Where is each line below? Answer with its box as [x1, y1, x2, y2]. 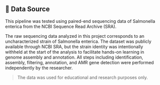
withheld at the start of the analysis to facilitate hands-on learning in [5, 49, 145, 55]
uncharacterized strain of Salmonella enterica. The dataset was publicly [5, 38, 152, 44]
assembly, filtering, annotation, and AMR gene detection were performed [5, 59, 154, 65]
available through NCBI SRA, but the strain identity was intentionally [5, 43, 144, 50]
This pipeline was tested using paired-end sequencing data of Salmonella [5, 18, 155, 24]
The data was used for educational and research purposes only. [17, 74, 148, 80]
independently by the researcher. [5, 65, 73, 71]
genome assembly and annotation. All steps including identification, [5, 54, 144, 60]
